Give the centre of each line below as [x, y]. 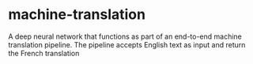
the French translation [44, 53]
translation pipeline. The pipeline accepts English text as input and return [127, 44]
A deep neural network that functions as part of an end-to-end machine [125, 36]
